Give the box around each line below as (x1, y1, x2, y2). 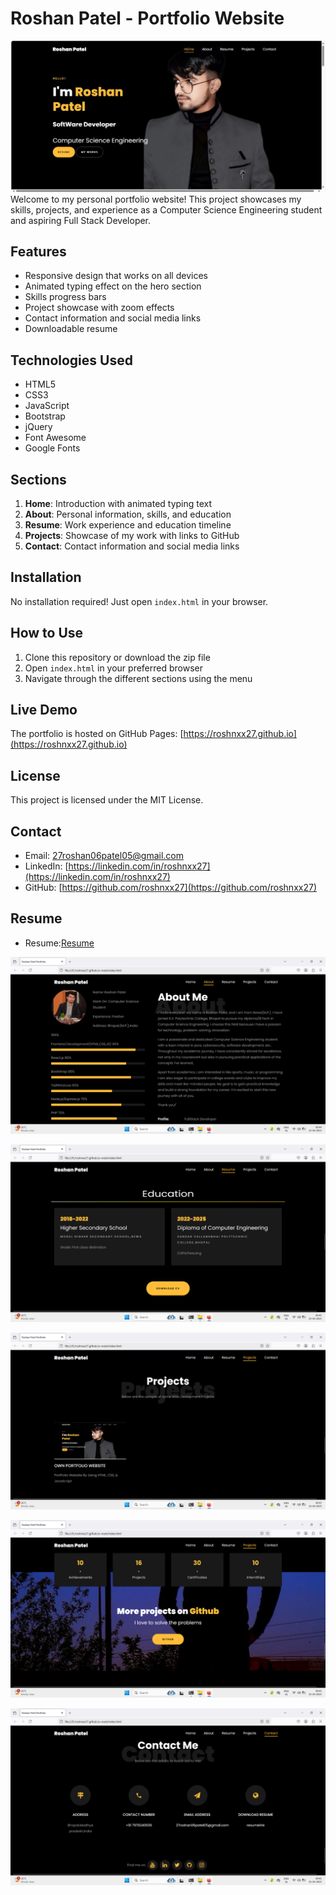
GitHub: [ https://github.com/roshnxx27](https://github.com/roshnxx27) (24, 882, 317, 894)
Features (10, 243, 67, 260)
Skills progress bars (24, 291, 107, 303)
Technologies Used (10, 352, 133, 369)
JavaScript (24, 400, 70, 412)
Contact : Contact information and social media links (24, 540, 240, 552)
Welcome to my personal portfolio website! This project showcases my (10, 193, 302, 205)
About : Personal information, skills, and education (24, 508, 232, 521)
